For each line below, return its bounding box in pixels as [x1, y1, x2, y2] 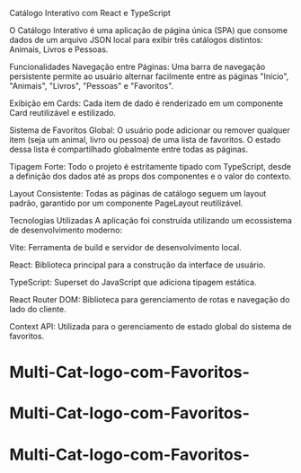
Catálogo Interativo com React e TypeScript [9, 8, 171, 18]
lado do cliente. [9, 304, 66, 314]
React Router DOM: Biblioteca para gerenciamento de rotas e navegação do [9, 294, 290, 304]
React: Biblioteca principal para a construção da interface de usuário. [9, 259, 266, 270]
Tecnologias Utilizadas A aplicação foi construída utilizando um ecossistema [9, 215, 292, 225]
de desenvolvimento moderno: [9, 224, 123, 235]
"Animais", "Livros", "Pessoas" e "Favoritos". [9, 81, 174, 91]
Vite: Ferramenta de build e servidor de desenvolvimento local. [9, 242, 243, 252]
